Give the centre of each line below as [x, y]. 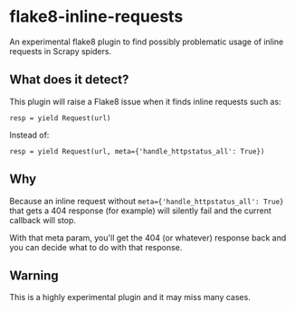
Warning [34, 275]
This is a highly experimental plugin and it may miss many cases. [130, 297]
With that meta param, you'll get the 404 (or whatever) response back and [148, 238]
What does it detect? [69, 80]
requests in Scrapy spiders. [60, 51]
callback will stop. [43, 220]
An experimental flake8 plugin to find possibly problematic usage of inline [147, 42]
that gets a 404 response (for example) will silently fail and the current [140, 211]
